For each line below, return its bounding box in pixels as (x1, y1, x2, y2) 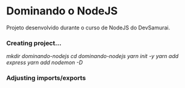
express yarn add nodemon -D (6, 59, 83, 66)
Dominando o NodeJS (6, 4, 118, 18)
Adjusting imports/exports (6, 74, 86, 82)
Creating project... (6, 39, 62, 47)
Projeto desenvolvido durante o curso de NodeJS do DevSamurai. (6, 24, 170, 31)
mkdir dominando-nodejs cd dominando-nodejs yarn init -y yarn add (6, 53, 179, 60)
